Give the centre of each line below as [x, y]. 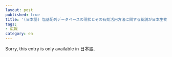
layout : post [19, 10]
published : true [23, 15]
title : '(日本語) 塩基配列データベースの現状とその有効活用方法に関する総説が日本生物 [86, 19]
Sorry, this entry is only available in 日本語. [50, 49]
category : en [19, 34]
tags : [11, 24]
